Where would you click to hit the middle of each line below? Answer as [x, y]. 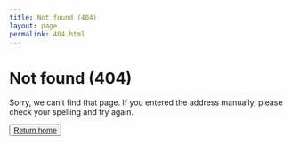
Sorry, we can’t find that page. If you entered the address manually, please [146, 102]
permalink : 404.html [48, 34]
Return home [36, 130]
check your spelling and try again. [72, 112]
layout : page [33, 26]
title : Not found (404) [53, 17]
